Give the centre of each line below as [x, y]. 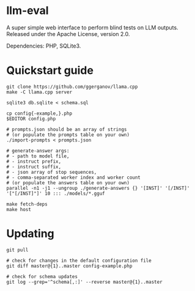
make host [19, 209]
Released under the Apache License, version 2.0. [68, 34]
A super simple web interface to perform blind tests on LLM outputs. [92, 27]
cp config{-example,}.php [39, 113]
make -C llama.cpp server [39, 92]
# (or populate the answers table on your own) [68, 183]
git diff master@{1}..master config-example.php [69, 266]
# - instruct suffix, [34, 167]
